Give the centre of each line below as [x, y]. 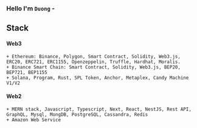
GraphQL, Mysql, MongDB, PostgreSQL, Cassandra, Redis [77, 114]
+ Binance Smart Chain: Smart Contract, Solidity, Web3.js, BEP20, [94, 67]
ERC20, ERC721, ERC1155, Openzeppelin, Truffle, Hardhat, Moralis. [94, 62]
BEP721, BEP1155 [27, 72]
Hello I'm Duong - [31, 8]
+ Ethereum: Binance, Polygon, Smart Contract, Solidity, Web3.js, [94, 56]
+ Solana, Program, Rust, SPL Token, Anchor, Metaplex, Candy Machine [98, 78]
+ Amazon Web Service [34, 120]
